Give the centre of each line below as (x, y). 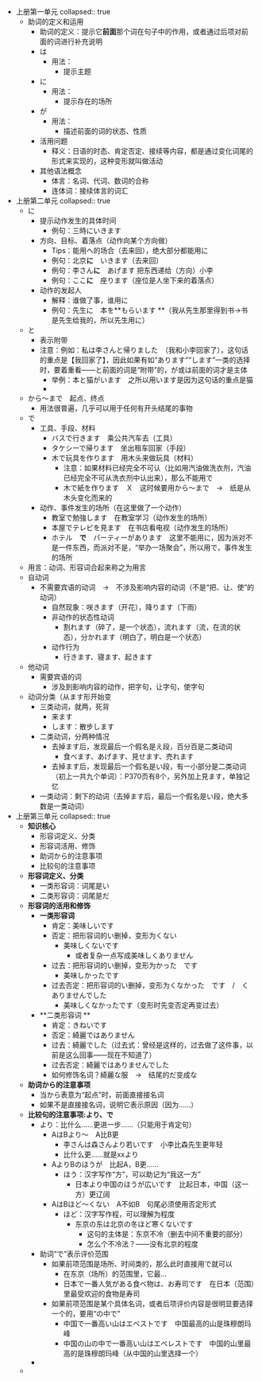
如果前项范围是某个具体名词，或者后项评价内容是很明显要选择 (152, 1303)
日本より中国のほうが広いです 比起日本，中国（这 (158, 1184)
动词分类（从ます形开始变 (69, 696)
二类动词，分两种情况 (74, 736)
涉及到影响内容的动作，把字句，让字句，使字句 (128, 687)
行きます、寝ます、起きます (108, 657)
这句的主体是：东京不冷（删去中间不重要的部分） (167, 1234)
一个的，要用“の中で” (86, 1313)
